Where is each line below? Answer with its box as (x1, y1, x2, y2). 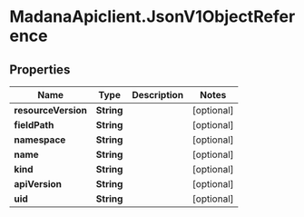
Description (131, 89, 184, 101)
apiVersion (14, 178, 62, 190)
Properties (9, 62, 71, 77)
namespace (14, 133, 66, 146)
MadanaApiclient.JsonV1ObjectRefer (9, 6, 296, 27)
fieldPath (14, 119, 54, 131)
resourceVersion (14, 104, 88, 116)
